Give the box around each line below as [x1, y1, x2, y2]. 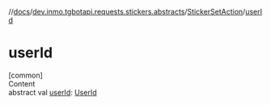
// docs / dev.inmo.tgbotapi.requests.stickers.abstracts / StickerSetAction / [8, 7, 246, 16]
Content [8, 78, 36, 88]
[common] [8, 70, 43, 80]
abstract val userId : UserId [8, 87, 97, 97]
